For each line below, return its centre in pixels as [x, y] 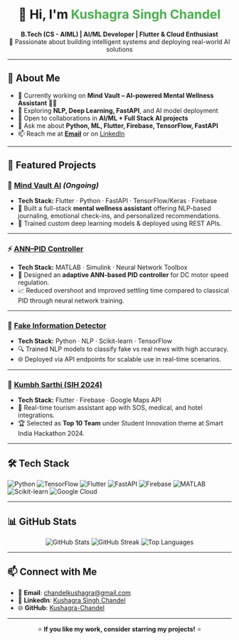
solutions [119, 49]
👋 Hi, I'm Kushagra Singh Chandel [119, 15]
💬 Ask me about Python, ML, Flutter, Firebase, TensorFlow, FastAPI [118, 125]
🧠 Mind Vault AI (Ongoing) [53, 185]
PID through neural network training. [71, 300]
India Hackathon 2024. [51, 433]
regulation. [33, 282]
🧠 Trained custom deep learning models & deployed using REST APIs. [119, 224]
